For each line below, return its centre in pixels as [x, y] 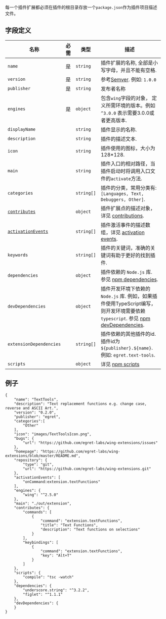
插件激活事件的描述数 [125, 225]
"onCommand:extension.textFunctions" [62, 482]
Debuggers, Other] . [123, 199]
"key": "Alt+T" [56, 555]
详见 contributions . [122, 215]
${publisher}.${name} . [127, 348]
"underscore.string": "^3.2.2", [56, 590]
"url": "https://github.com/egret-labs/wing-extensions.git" [87, 469]
